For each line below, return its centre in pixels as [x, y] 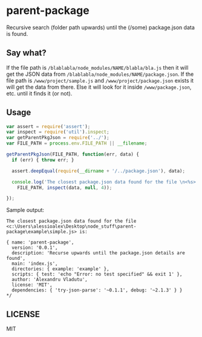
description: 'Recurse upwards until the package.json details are [99, 253]
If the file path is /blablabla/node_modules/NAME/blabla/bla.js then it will [97, 67]
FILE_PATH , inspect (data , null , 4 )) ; [65, 188]
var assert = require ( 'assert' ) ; [48, 126]
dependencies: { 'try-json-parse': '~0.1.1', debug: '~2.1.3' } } [97, 290]
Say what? [26, 53]
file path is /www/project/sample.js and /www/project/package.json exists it [100, 80]
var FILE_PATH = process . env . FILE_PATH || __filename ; [77, 143]
